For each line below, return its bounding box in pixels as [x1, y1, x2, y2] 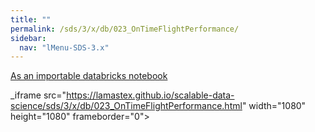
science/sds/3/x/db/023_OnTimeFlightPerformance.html [10, 100, 243, 112]
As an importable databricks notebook [10, 70, 168, 82]
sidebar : [10, 33, 47, 43]
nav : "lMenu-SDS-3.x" [19, 42, 110, 53]
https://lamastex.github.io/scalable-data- [66, 89, 235, 101]
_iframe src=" [10, 89, 67, 101]
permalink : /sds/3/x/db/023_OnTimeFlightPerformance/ [10, 24, 240, 34]
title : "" [10, 14, 52, 25]
